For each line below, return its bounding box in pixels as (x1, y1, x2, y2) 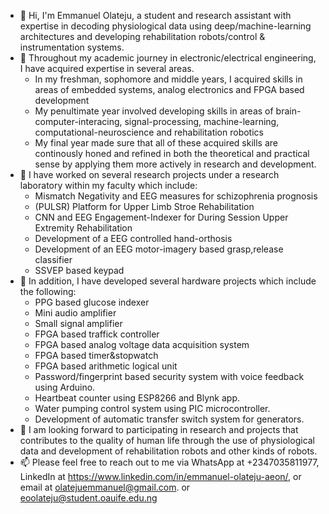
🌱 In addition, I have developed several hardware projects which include (19, 275, 317, 287)
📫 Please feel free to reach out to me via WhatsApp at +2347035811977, (19, 456, 320, 468)
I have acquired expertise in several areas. (19, 63, 195, 74)
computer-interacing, (34, 116, 123, 127)
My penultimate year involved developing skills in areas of (34, 105, 274, 117)
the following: (19, 286, 77, 297)
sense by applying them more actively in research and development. (34, 158, 317, 170)
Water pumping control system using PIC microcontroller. (34, 403, 271, 414)
